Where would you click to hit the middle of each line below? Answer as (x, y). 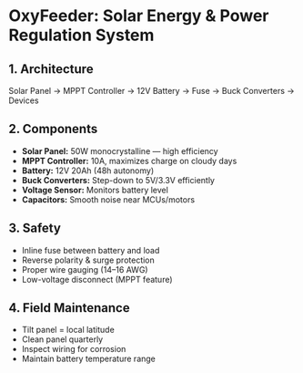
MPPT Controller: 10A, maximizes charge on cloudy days (129, 161)
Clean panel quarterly (62, 339)
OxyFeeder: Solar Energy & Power (139, 16)
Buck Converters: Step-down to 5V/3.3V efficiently (118, 180)
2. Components (53, 129)
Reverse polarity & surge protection (88, 260)
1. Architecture (51, 69)
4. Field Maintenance (69, 308)
